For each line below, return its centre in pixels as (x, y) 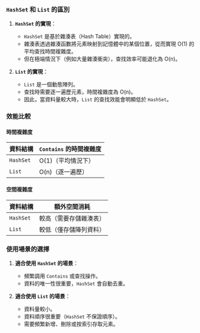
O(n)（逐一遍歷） (64, 172)
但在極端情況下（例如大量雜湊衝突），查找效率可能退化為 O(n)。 (102, 59)
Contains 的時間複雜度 (70, 149)
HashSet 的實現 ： (36, 24)
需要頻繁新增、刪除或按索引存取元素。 (71, 324)
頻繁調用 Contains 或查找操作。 (62, 276)
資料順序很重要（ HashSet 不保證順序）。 (72, 316)
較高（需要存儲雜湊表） (72, 218)
